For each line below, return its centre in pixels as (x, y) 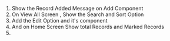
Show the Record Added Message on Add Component (77, 8)
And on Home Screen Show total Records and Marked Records (88, 27)
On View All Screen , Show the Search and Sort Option (78, 14)
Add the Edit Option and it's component (59, 20)
